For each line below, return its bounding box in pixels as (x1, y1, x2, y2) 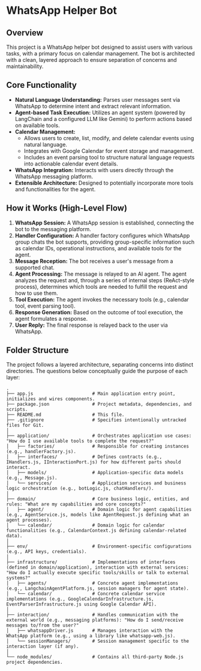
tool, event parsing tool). (14, 302, 76, 309)
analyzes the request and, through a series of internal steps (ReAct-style (14, 276, 195, 283)
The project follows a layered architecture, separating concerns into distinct (6, 361, 194, 368)
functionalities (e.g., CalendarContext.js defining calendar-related (6, 528, 187, 534)
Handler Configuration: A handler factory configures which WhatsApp (14, 232, 190, 239)
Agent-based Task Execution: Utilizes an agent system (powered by (14, 109, 186, 116)
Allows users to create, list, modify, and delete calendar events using (23, 134, 194, 141)
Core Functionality (6, 80, 77, 90)
